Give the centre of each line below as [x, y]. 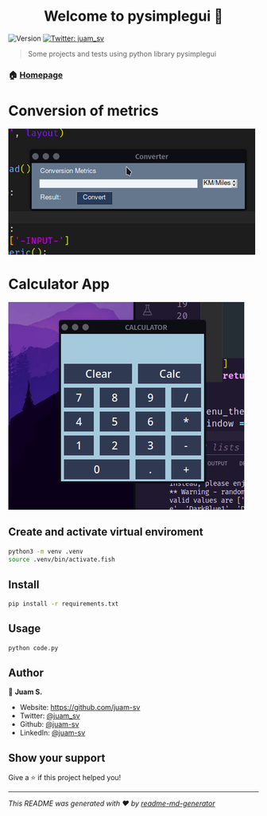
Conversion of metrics [83, 111]
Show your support [57, 757]
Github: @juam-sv [49, 724]
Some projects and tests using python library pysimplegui [122, 53]
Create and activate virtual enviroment [106, 532]
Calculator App [59, 284]
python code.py [33, 648]
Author [26, 673]
